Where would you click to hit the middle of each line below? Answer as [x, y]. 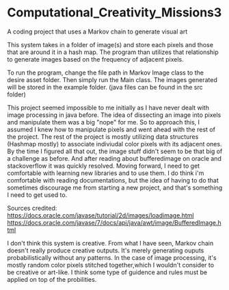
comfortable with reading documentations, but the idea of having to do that [113, 180]
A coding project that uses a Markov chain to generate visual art [97, 31]
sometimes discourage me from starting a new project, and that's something [115, 187]
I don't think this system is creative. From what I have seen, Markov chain [110, 243]
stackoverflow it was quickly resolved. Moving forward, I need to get [104, 166]
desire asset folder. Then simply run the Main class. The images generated [112, 79]
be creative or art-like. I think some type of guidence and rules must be [107, 272]
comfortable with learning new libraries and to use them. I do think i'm [106, 173]
